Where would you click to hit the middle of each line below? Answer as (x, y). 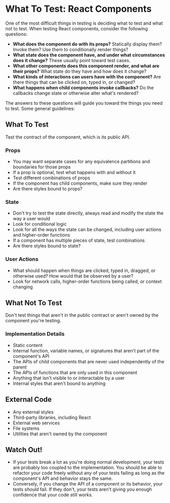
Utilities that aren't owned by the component (60, 434)
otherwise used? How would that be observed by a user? (73, 276)
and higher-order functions (41, 235)
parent (20, 367)
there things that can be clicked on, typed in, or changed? (74, 82)
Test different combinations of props (51, 178)
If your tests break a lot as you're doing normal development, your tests (88, 462)
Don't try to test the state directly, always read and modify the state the (88, 213)
